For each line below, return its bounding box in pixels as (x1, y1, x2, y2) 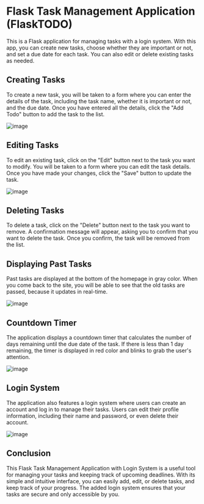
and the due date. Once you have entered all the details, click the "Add (6, 104, 184, 111)
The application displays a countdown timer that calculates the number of (6, 334, 192, 341)
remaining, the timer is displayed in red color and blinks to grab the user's (6, 347, 192, 354)
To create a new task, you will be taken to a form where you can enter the (6, 91, 191, 98)
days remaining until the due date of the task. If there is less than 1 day (6, 341, 184, 347)
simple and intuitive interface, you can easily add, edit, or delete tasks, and (6, 477, 195, 484)
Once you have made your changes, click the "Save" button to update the (6, 169, 192, 177)
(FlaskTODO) (6, 17, 73, 31)
